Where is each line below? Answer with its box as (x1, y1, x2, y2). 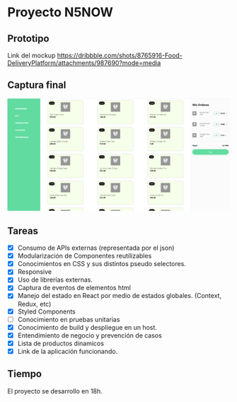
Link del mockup (7, 51, 56, 59)
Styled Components (17, 307, 76, 316)
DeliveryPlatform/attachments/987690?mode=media (7, 59, 161, 67)
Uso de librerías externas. (17, 275, 93, 284)
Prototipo (7, 33, 50, 45)
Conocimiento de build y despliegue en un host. (17, 323, 158, 331)
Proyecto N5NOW (7, 4, 113, 21)
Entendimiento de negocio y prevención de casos (17, 331, 163, 340)
